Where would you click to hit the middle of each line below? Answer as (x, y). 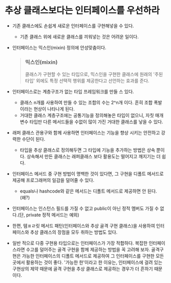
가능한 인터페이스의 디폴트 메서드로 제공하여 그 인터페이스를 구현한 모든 (93, 256)
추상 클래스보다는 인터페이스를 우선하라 (82, 11)
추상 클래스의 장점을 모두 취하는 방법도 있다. (74, 232)
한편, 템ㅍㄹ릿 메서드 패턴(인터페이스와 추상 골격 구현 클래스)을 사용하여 (83, 226)
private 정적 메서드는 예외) (53, 215)
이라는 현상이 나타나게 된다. (47, 109)
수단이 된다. (34, 139)
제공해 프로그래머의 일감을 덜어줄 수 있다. (53, 180)
